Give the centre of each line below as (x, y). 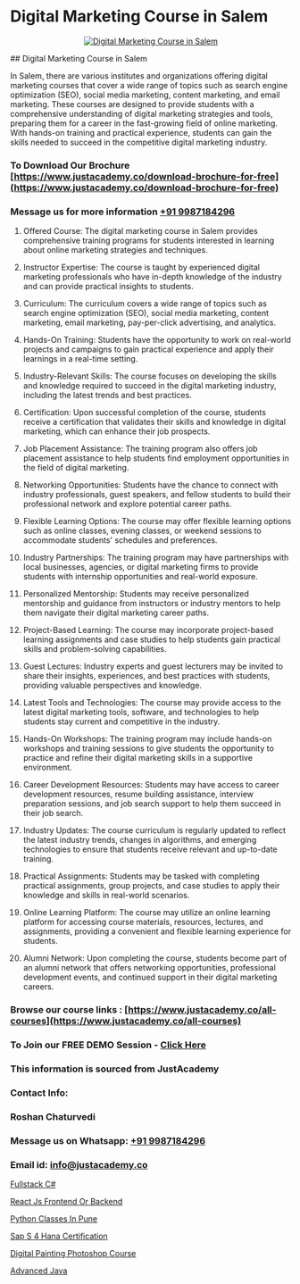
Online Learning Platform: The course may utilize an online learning (146, 913)
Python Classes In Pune (54, 1218)
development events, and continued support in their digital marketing (150, 977)
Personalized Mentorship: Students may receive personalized (136, 594)
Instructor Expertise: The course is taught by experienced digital (141, 267)
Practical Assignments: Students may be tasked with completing (141, 876)
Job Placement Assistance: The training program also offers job (140, 449)
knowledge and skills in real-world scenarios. (106, 896)
